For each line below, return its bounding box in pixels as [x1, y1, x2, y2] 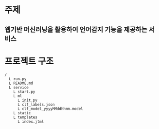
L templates [13, 115, 37, 120]
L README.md [9, 81, 34, 86]
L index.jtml [17, 119, 44, 124]
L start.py [13, 89, 35, 94]
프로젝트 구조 [4, 55, 54, 67]
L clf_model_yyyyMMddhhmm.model [17, 106, 83, 111]
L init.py [17, 98, 37, 103]
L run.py [9, 76, 27, 81]
